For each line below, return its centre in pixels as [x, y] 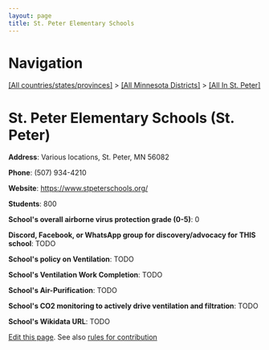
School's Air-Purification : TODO [63, 290]
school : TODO [32, 244]
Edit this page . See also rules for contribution [83, 337]
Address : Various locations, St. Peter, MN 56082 [89, 157]
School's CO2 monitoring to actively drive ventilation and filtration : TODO [133, 306]
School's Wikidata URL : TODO [59, 322]
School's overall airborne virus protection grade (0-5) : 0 [104, 220]
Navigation [45, 63]
